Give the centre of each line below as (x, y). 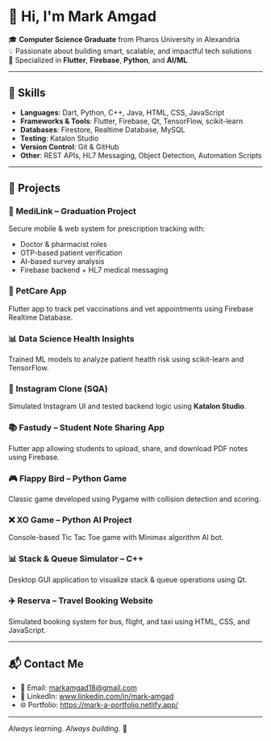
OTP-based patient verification (71, 253)
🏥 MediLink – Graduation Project (73, 211)
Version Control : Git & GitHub (69, 147)
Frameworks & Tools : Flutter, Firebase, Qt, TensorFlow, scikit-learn (131, 121)
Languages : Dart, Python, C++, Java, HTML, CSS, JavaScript (122, 112)
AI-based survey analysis (62, 262)
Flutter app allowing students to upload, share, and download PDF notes (128, 448)
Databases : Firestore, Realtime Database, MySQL (102, 129)
